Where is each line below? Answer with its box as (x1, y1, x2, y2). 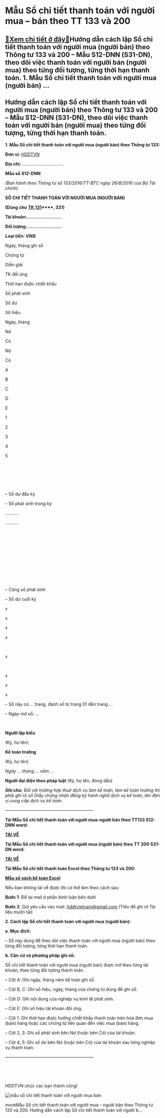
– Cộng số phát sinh (5, 587, 46, 593)
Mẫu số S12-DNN (5, 171, 41, 177)
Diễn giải (5, 262, 23, 268)
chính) (5, 185, 18, 191)
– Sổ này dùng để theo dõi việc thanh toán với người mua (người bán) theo (5, 938, 156, 944)
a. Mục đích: (5, 928, 31, 934)
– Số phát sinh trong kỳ (5, 501, 52, 506)
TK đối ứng (5, 271, 28, 277)
